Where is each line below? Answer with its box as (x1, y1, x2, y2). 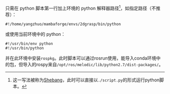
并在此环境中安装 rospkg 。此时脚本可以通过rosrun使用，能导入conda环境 (5, 55, 156, 61)
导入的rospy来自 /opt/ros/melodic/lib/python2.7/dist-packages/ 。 (22, 61, 163, 67)
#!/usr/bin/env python (5, 41, 53, 46)
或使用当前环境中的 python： (5, 31, 66, 37)
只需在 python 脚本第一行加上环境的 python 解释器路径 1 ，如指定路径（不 (5, 5, 156, 11)
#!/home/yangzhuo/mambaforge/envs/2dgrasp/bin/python (5, 21, 121, 27)
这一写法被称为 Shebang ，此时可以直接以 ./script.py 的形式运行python (12, 77, 160, 83)
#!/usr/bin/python (5, 45, 44, 51)
